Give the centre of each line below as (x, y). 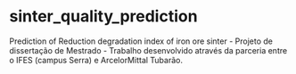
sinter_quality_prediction (103, 16)
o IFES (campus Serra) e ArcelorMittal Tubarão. (96, 60)
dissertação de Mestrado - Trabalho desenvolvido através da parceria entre (148, 50)
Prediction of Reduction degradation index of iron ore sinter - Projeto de (141, 41)
